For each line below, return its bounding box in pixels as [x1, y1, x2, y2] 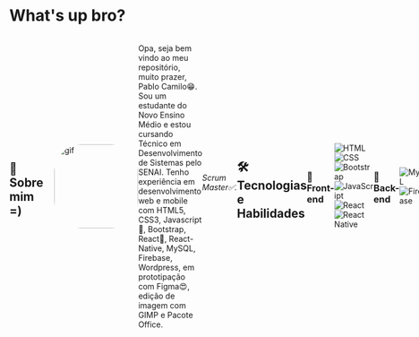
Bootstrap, [147, 223, 186, 234]
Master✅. [201, 181, 237, 193]
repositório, [138, 62, 181, 73]
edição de [138, 290, 175, 301]
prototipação [138, 271, 186, 282]
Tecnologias [236, 177, 307, 193]
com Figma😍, [138, 281, 190, 291]
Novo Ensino [138, 109, 185, 120]
